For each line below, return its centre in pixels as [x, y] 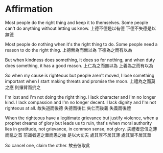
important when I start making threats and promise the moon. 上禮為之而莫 [80, 81]
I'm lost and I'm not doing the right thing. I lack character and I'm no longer [81, 97]
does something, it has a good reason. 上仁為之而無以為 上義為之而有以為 [79, 66]
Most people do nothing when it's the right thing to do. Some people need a [81, 44]
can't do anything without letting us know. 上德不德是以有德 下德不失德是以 [81, 28]
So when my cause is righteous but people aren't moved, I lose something [80, 75]
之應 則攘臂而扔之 [23, 87]
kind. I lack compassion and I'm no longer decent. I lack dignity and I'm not [81, 102]
